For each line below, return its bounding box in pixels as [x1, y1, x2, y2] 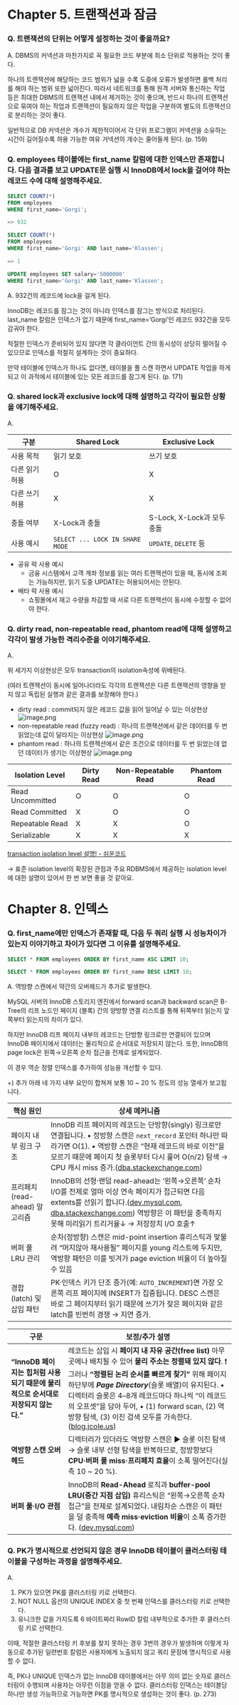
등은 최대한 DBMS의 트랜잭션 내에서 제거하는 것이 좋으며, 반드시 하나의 [7, 93, 204, 102]
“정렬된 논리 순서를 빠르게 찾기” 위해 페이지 [89, 1369, 227, 1379]
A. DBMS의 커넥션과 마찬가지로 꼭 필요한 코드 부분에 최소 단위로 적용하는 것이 [7, 51, 223, 60]
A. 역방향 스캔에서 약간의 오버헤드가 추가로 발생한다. [7, 982, 152, 991]
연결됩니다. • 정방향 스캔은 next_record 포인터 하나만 [51, 1130, 220, 1140]
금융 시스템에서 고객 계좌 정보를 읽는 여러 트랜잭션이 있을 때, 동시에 [28, 568, 215, 577]
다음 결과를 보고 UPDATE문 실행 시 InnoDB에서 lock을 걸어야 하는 [17, 165, 231, 175]
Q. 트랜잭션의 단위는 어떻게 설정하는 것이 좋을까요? [7, 34, 171, 43]
